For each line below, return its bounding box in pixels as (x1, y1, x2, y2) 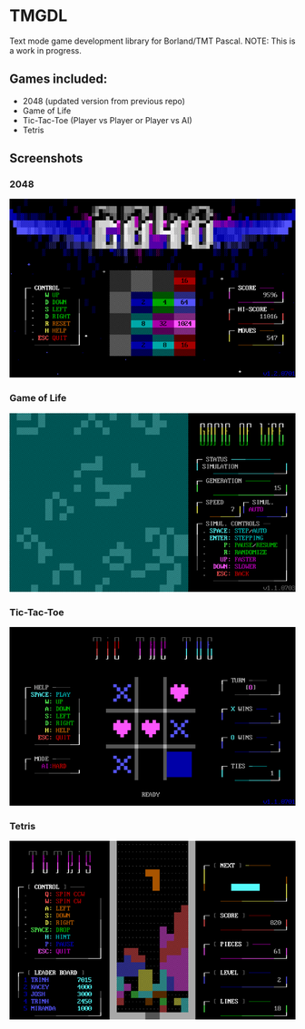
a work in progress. (9, 44, 82, 55)
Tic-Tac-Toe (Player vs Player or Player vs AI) (22, 114, 192, 125)
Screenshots (9, 151, 84, 166)
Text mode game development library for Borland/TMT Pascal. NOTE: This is (9, 35, 296, 46)
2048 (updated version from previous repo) (22, 95, 186, 106)
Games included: (9, 72, 108, 87)
